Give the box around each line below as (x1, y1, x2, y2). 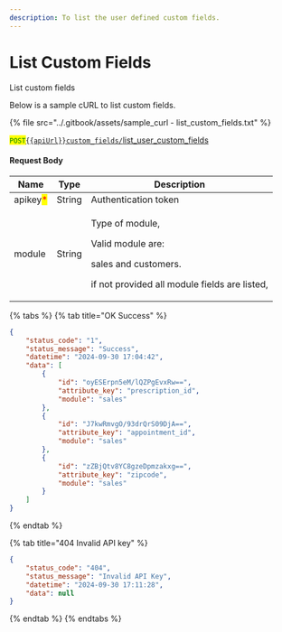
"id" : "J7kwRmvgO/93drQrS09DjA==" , (57, 420, 193, 429)
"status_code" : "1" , (25, 336, 103, 345)
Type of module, (90, 217, 161, 229)
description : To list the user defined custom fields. (9, 13, 221, 23)
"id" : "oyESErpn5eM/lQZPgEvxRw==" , (57, 378, 193, 387)
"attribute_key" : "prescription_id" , (57, 386, 201, 395)
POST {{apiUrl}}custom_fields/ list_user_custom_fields (9, 135, 210, 145)
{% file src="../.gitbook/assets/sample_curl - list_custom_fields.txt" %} (9, 116, 271, 127)
